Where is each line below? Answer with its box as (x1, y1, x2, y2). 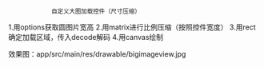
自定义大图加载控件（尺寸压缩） (50, 7, 142, 15)
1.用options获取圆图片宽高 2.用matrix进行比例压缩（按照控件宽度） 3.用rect (8, 22, 256, 32)
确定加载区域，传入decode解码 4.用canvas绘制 (8, 33, 164, 41)
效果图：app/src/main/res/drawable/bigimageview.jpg (8, 49, 186, 58)
